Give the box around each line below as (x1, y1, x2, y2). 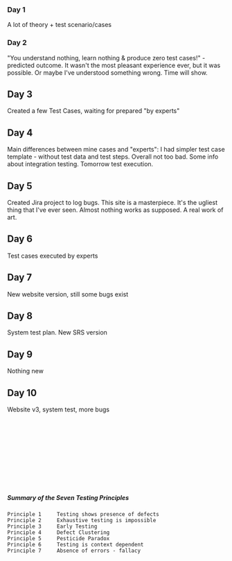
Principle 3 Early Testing (7, 523, 98, 531)
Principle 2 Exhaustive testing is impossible (7, 517, 157, 524)
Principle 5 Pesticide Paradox (7, 535, 110, 542)
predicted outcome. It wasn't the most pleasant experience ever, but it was (7, 61, 221, 69)
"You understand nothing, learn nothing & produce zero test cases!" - (7, 53, 206, 62)
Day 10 (7, 386, 37, 399)
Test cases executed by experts (7, 251, 98, 260)
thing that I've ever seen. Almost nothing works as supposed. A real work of (7, 206, 224, 214)
